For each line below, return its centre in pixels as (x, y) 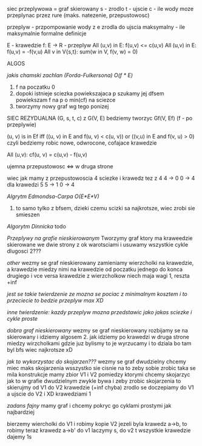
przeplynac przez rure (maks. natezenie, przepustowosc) (78, 15)
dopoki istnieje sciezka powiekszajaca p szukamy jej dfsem (90, 93)
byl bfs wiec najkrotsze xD (40, 350)
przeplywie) (22, 125)
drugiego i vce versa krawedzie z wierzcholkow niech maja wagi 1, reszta (98, 276)
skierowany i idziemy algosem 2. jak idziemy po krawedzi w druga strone (98, 337)
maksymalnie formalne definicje (47, 33)
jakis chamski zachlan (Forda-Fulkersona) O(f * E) (70, 75)
